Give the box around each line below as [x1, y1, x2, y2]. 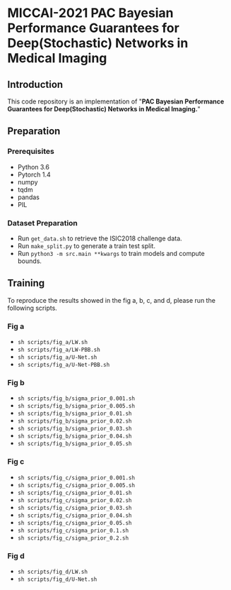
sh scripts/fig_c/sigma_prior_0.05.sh [17, 519, 132, 526]
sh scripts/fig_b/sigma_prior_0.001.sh [17, 395, 136, 402]
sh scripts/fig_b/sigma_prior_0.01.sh [17, 410, 132, 418]
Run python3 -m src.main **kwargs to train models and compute [17, 249, 205, 257]
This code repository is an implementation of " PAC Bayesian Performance [7, 97, 225, 106]
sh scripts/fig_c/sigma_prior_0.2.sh [17, 534, 129, 542]
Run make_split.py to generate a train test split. [17, 241, 155, 250]
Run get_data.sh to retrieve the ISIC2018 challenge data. [17, 234, 182, 243]
